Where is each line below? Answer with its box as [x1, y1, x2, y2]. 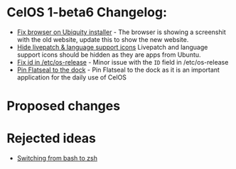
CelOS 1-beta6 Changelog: [6, 4, 168, 21]
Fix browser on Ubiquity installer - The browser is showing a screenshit [16, 28, 226, 36]
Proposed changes [6, 98, 121, 114]
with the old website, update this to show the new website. [16, 35, 189, 43]
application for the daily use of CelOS [16, 72, 127, 82]
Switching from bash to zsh [16, 154, 97, 163]
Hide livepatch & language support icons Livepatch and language [16, 43, 208, 51]
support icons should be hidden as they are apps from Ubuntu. [16, 50, 201, 59]
